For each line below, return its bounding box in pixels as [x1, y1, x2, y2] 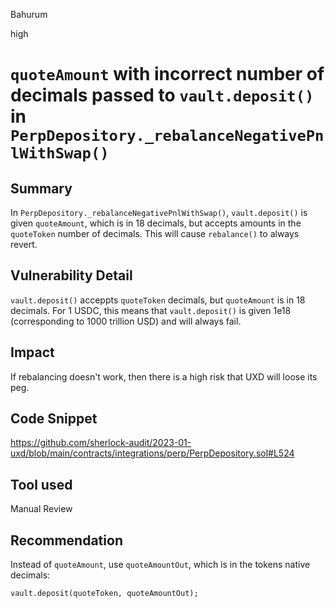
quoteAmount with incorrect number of [10, 63, 325, 86]
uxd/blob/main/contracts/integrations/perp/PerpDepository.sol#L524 [10, 447, 295, 459]
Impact [10, 344, 55, 361]
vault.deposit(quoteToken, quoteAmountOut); [10, 589, 199, 599]
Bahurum [10, 9, 48, 20]
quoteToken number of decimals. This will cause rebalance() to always [10, 228, 300, 239]
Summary [10, 180, 73, 197]
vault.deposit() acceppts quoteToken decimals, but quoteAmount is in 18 [10, 294, 306, 306]
